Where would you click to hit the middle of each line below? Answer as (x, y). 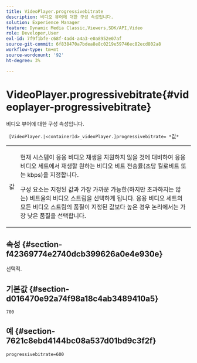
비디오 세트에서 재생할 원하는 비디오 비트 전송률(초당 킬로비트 (100, 166)
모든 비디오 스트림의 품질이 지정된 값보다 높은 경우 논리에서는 (99, 207)
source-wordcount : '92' (35, 55)
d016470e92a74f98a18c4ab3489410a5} (82, 298)
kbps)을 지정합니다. (53, 175)
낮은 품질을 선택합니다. (57, 216)
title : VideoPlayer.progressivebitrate (55, 11)
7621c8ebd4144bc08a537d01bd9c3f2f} (81, 341)
